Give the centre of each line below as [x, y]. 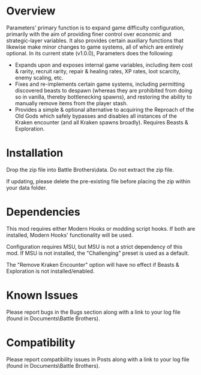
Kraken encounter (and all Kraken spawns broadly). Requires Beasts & [102, 122]
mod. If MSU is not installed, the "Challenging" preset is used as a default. [98, 253]
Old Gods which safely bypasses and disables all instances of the [96, 116]
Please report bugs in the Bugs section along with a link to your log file [94, 312]
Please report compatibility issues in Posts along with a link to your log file [98, 359]
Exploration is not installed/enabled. [50, 271]
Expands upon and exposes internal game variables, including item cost [104, 65]
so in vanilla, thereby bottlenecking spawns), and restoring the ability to [103, 97]
